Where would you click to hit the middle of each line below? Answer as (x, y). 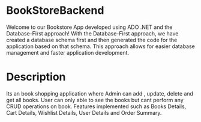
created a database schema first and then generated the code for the (92, 40)
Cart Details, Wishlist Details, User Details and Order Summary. (84, 112)
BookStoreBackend (55, 11)
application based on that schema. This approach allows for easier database (100, 46)
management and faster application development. (68, 52)
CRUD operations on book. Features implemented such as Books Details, (96, 106)
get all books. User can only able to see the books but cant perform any (95, 100)
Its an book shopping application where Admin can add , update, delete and (100, 93)
